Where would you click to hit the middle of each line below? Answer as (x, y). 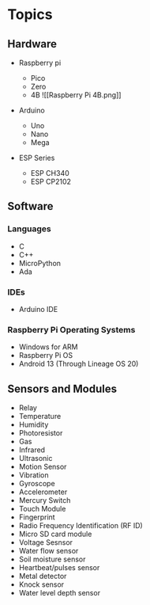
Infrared (32, 450)
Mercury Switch (45, 500)
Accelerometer (43, 492)
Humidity (34, 424)
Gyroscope (37, 484)
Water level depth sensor (59, 593)
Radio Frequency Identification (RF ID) (81, 526)
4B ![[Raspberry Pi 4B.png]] (76, 95)
